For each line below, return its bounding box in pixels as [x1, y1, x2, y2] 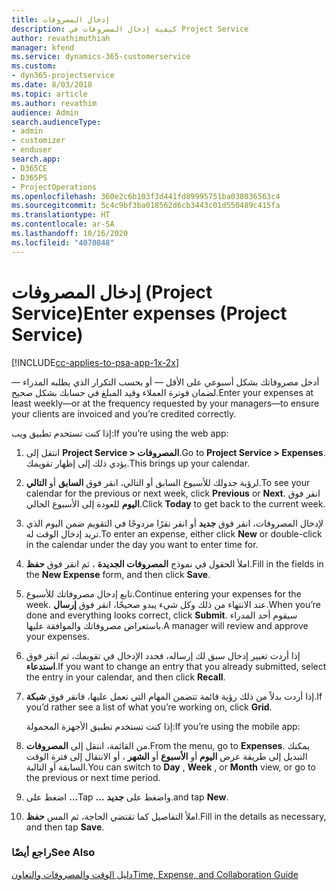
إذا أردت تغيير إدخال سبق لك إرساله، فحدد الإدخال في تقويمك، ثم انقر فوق [25, 649, 301, 661]
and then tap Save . [25, 821, 105, 833]
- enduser [11, 145, 53, 155]
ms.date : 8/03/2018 [11, 80, 93, 90]
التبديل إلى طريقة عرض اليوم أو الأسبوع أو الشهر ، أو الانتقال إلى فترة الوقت [25, 750, 308, 762]
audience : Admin [11, 107, 79, 118]
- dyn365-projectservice [11, 71, 115, 81]
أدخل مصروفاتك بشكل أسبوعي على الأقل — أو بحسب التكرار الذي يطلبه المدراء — [11, 376, 320, 388]
